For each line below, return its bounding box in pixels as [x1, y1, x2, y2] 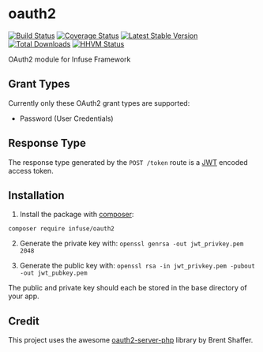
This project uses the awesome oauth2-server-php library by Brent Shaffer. [8, 335, 254, 345]
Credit [8, 314, 39, 328]
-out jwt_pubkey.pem [19, 269, 88, 277]
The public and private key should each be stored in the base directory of [8, 283, 247, 293]
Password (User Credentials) [19, 114, 114, 123]
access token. [8, 166, 54, 175]
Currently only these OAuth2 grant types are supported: [8, 98, 190, 107]
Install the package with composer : [19, 210, 134, 219]
